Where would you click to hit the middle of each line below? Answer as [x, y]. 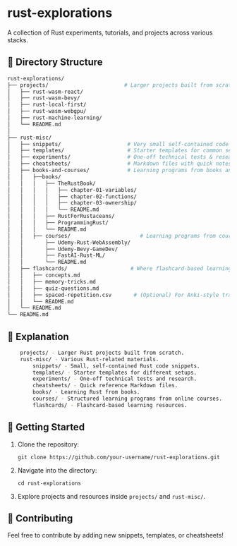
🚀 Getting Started [46, 427]
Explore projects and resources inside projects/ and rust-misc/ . [111, 496]
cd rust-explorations [49, 483]
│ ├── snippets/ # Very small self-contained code [118, 144]
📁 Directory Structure [55, 62]
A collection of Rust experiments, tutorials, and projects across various [110, 32]
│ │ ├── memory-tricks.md [52, 281]
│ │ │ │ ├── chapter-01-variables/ [72, 190]
